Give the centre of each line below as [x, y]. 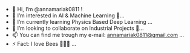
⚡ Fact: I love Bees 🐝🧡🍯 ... [44, 44]
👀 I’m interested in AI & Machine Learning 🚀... [68, 15]
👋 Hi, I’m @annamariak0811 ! [47, 9]
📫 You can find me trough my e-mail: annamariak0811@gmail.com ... [98, 35]
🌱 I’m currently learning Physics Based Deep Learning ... [82, 22]
